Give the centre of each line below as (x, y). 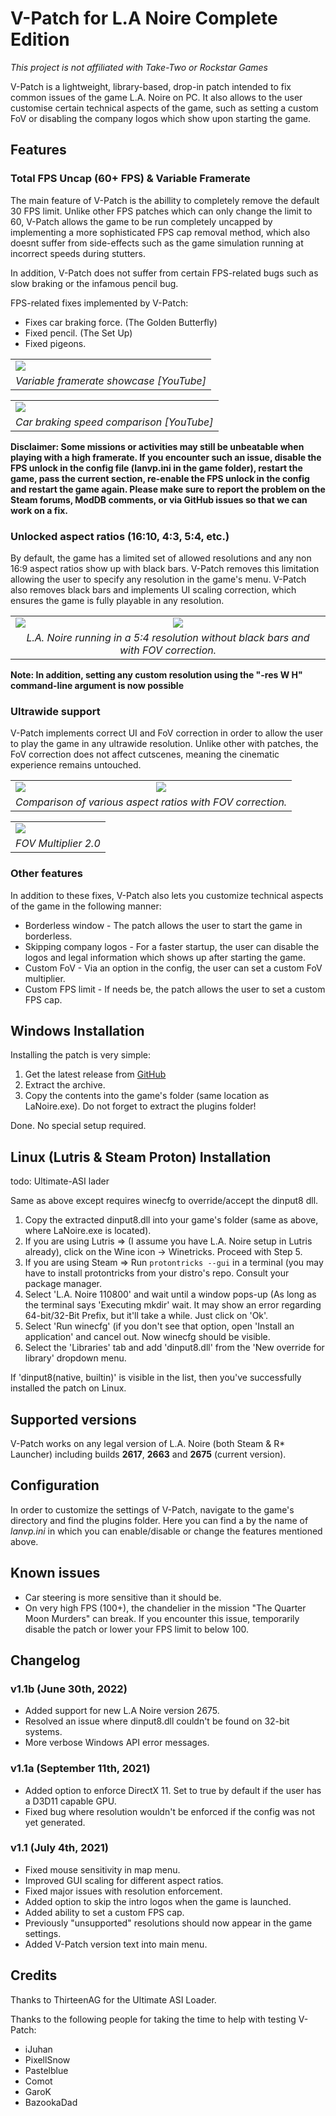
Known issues (55, 1573)
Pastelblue (46, 2070)
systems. (43, 1732)
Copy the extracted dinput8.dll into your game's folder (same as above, (171, 1220)
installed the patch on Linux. (68, 1388)
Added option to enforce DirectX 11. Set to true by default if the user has (173, 1790)
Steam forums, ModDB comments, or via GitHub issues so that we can (159, 499)
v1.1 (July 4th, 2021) (59, 1848)
